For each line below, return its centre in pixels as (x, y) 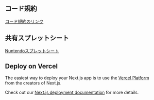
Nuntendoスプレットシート (32, 50)
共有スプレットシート (37, 38)
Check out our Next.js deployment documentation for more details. (72, 92)
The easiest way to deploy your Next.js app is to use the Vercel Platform (77, 78)
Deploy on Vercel (32, 66)
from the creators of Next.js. (33, 83)
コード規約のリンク (24, 21)
